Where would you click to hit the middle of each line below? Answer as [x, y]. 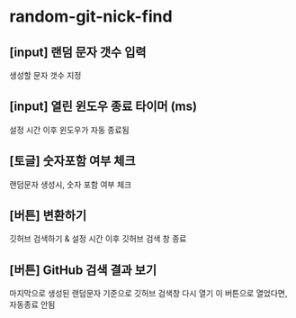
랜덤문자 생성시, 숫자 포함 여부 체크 [71, 184]
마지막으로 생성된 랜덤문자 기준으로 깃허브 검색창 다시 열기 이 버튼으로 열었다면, [148, 294]
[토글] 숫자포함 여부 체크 [72, 161]
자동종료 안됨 [32, 304]
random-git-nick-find [91, 17]
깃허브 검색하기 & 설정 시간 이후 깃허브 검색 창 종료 [98, 239]
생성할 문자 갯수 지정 [45, 75]
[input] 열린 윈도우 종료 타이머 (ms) [103, 107]
